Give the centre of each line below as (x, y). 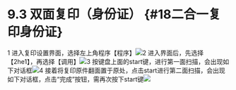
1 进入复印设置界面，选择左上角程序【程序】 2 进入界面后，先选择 (106, 53)
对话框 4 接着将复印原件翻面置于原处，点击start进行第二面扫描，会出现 (119, 70)
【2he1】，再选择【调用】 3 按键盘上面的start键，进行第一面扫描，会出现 (115, 61)
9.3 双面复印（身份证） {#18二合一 (108, 14)
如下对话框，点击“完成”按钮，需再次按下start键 (76, 79)
